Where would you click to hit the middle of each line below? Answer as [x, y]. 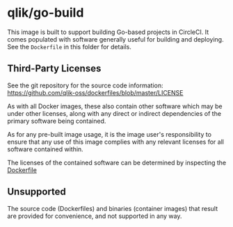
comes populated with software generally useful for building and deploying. [115, 39]
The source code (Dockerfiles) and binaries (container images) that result [113, 208]
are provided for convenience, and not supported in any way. [95, 216]
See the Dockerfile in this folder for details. [70, 47]
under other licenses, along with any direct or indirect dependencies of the [114, 113]
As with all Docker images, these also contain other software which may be [115, 106]
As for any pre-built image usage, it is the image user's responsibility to [110, 134]
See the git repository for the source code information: [85, 85]
